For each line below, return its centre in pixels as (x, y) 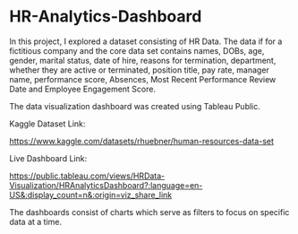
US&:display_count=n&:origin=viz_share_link (91, 195)
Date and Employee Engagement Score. (83, 89)
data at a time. (36, 221)
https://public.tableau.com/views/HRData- (87, 176)
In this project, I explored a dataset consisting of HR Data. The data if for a (146, 41)
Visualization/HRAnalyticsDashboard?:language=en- (106, 185)
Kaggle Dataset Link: (47, 124)
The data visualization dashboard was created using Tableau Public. (135, 106)
